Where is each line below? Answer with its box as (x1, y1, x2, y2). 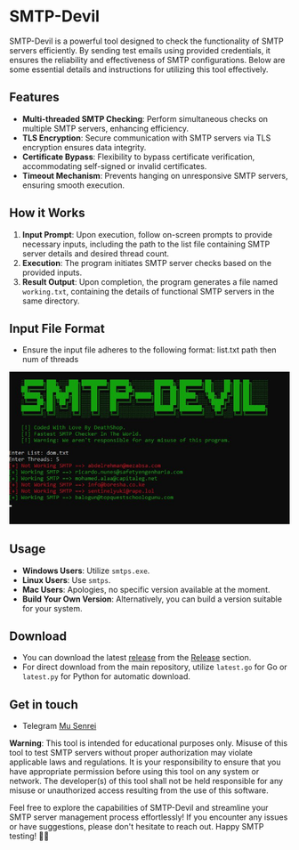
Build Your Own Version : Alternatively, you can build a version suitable (21, 594, 283, 604)
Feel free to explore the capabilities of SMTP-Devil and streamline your (9, 803, 269, 814)
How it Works (9, 206, 85, 221)
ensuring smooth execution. (21, 180, 125, 190)
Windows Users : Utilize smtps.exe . (21, 565, 150, 576)
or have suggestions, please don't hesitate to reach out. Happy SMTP (9, 822, 264, 832)
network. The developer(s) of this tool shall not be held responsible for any (9, 776, 283, 787)
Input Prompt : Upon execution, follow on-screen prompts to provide (21, 229, 273, 239)
